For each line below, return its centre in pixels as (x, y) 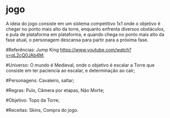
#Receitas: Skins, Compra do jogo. (42, 110)
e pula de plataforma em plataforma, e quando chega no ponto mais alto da (85, 34)
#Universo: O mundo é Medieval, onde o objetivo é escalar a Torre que (80, 65)
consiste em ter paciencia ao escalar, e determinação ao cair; (70, 70)
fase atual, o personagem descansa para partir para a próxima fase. (77, 40)
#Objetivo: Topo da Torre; (33, 100)
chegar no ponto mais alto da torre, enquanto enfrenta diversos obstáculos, (85, 29)
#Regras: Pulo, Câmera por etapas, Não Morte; (55, 90)
